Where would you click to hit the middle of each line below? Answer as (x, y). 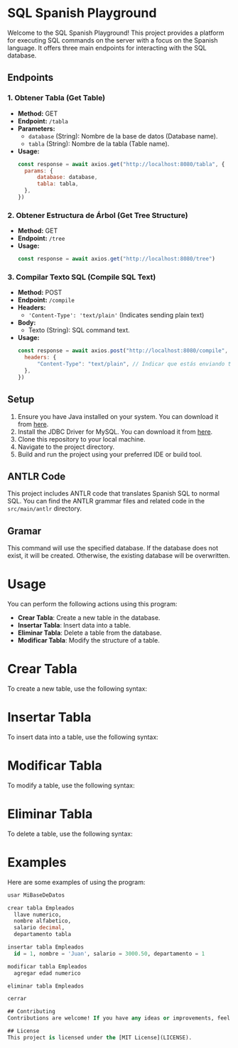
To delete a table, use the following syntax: (70, 834)
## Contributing (31, 1012)
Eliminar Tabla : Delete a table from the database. (90, 633)
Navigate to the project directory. (66, 447)
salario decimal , (39, 928)
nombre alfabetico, (43, 921)
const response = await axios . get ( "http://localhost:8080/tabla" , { (121, 164)
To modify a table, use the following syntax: (71, 785)
